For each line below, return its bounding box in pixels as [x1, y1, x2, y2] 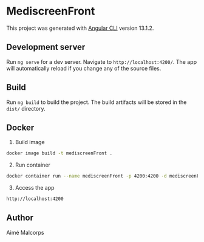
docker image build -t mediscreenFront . [6, 150, 113, 156]
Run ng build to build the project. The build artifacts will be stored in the [6, 99, 187, 106]
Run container [15, 161, 50, 168]
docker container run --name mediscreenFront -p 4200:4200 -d [6, 173, 167, 179]
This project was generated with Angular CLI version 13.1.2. [6, 24, 154, 32]
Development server [6, 42, 86, 52]
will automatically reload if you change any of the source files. [6, 64, 161, 72]
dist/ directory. [6, 105, 46, 112]
